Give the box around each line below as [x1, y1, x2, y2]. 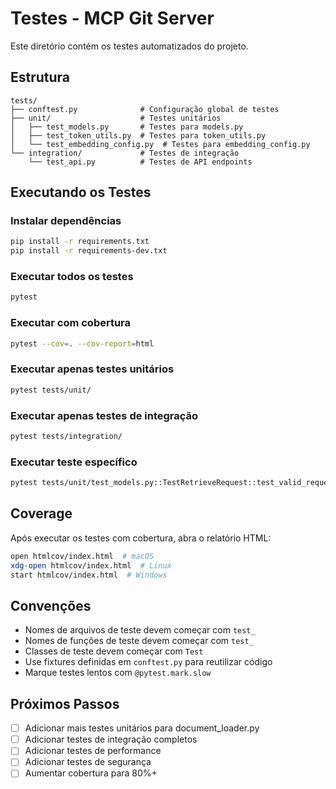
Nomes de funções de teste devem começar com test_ [24, 635, 254, 647]
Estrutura [10, 69, 71, 86]
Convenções [10, 597, 92, 614]
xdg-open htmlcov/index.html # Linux [10, 560, 172, 571]
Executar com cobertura [10, 316, 132, 330]
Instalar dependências [10, 214, 122, 228]
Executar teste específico [10, 455, 138, 469]
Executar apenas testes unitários [10, 362, 175, 376]
